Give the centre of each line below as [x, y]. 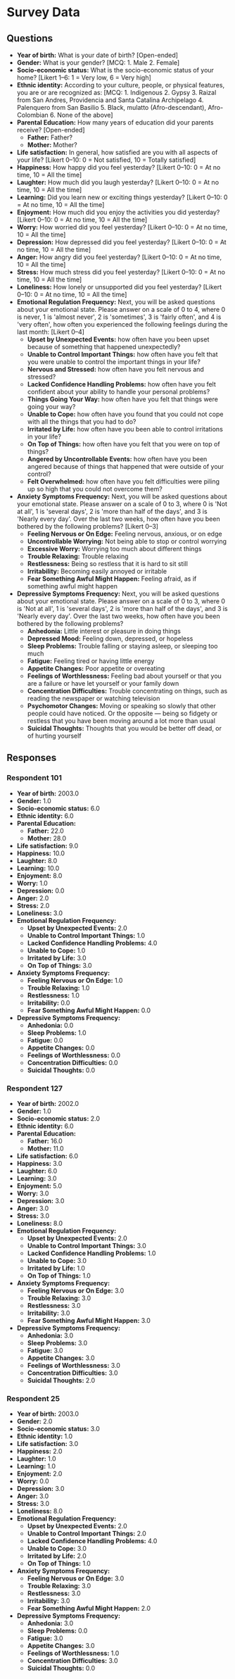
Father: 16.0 [45, 1140]
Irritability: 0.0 [49, 1002]
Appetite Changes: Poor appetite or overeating [96, 668]
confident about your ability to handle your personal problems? [119, 392]
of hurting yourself [54, 736]
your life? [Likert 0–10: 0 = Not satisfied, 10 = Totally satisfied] [106, 160]
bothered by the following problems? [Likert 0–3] [88, 526]
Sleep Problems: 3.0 [57, 1342]
